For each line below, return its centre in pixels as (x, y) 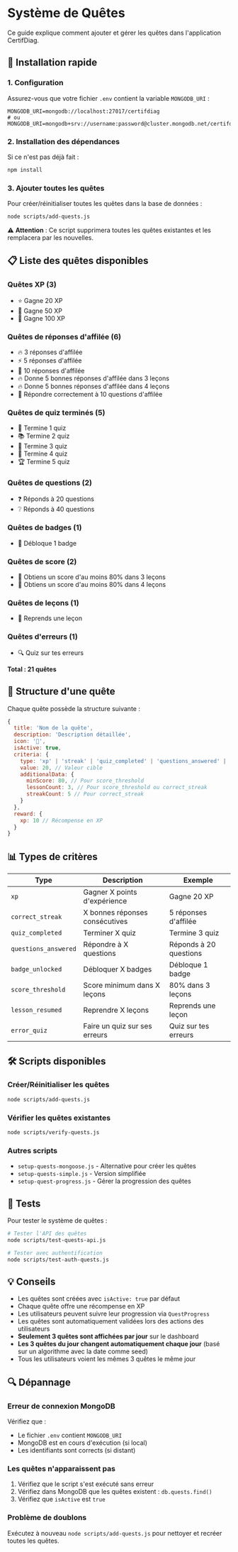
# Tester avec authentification (55, 1253)
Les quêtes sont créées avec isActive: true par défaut (99, 1299)
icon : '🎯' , (30, 742)
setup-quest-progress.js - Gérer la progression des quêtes (104, 1181)
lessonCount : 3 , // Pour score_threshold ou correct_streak (117, 788)
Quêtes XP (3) (32, 285)
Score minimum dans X (122, 986)
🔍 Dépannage (39, 1382)
